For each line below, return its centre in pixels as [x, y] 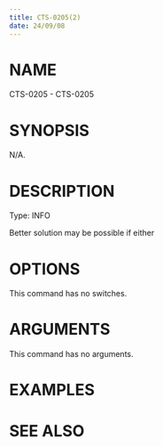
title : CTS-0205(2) [45, 17]
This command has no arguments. [71, 354]
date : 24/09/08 [37, 26]
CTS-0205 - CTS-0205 [52, 94]
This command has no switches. [68, 294]
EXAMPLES [52, 390]
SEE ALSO [47, 430]
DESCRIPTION [62, 191]
